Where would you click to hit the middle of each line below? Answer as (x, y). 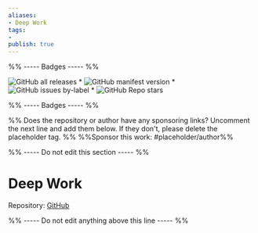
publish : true (31, 45)
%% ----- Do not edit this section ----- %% (79, 152)
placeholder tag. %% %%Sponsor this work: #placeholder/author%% (121, 137)
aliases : (22, 15)
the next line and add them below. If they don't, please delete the (113, 129)
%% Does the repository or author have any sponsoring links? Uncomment (129, 120)
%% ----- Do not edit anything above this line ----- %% (98, 220)
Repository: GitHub (39, 206)
